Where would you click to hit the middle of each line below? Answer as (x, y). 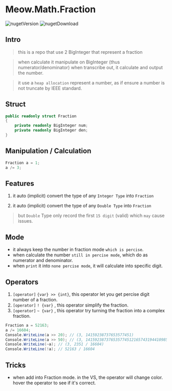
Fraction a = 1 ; (23, 163)
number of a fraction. (35, 299)
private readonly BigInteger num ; (51, 126)
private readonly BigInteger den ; (51, 131)
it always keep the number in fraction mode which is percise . (78, 250)
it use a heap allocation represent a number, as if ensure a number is (91, 82)
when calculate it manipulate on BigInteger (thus (69, 62)
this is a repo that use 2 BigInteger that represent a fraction (80, 52)
